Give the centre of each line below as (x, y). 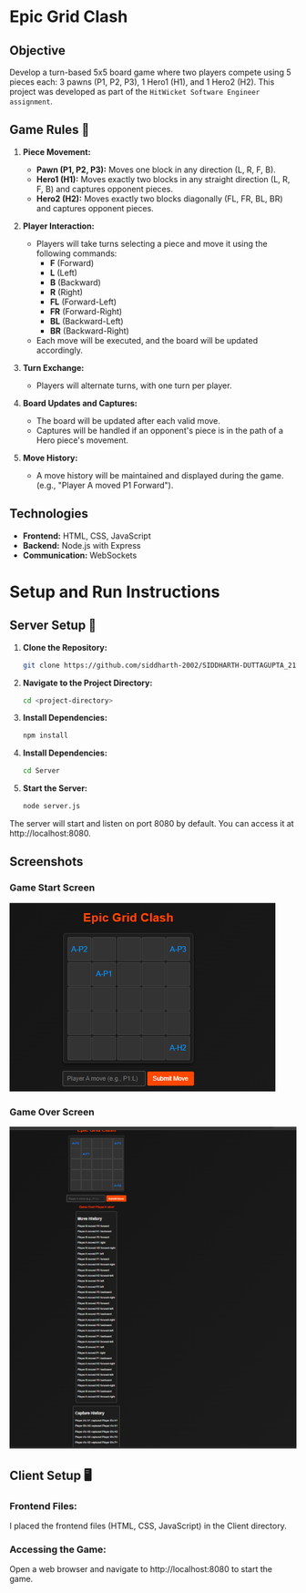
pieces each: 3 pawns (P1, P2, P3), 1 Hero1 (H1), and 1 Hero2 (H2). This (142, 82)
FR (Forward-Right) (86, 311)
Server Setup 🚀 (53, 626)
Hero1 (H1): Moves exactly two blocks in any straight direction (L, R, (163, 179)
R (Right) (66, 292)
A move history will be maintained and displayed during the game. (160, 475)
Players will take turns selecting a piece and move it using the (152, 243)
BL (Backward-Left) (87, 321)
